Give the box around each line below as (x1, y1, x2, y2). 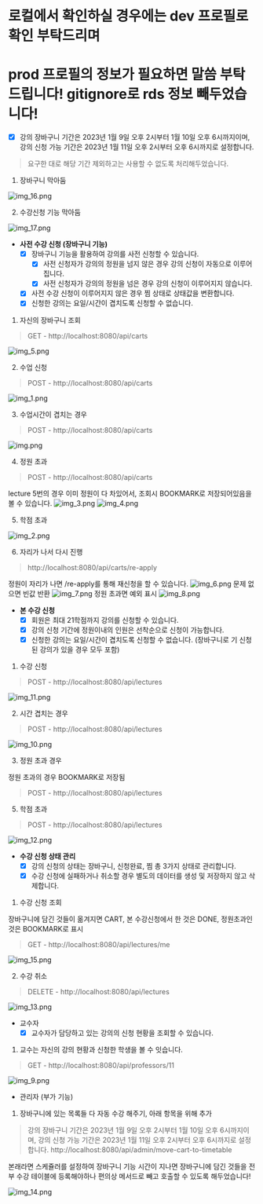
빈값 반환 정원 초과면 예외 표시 (22, 588, 158, 598)
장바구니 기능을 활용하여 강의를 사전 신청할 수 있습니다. (31, 249, 199, 259)
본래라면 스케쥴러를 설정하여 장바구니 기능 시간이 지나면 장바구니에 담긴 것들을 (8, 1162, 247, 1171)
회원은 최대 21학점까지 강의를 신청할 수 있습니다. (31, 615, 179, 624)
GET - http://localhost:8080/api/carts (27, 331, 148, 340)
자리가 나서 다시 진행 (19, 547, 83, 556)
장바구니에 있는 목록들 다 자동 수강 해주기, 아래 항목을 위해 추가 (19, 1108, 212, 1118)
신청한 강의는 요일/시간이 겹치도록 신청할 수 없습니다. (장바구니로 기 (31, 635, 238, 644)
